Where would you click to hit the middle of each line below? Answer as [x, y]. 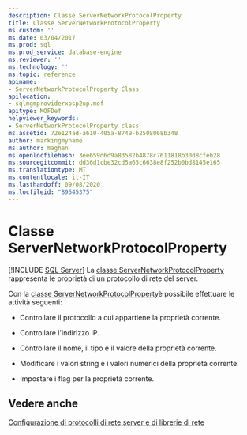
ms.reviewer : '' [35, 60]
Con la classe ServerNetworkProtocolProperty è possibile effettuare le [122, 293]
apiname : [22, 81]
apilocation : [30, 96]
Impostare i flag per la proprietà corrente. [87, 378]
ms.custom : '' [32, 30]
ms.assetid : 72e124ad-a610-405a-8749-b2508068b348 [93, 133]
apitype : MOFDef [35, 112]
